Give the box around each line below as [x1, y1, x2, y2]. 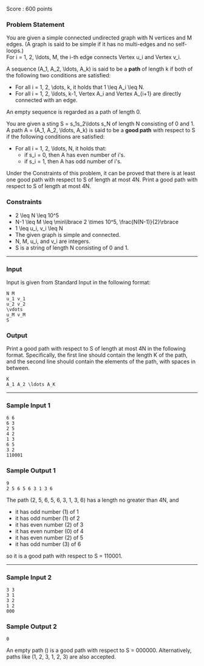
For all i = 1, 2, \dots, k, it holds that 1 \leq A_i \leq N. [15, 83, 144, 91]
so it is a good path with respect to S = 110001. [6, 552, 123, 559]
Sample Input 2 [6, 573, 52, 581]
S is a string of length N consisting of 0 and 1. [15, 244, 129, 251]
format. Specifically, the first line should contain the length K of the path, [6, 351, 188, 359]
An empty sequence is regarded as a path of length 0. [6, 108, 141, 116]
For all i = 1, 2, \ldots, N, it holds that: [15, 145, 107, 152]
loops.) [6, 47, 24, 54]
